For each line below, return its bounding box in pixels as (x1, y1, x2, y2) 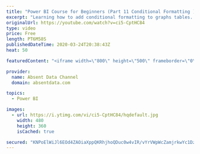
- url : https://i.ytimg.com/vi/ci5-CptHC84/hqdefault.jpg (11, 112, 159, 118)
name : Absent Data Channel (11, 74, 79, 80)
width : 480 (17, 117, 44, 123)
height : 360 (17, 123, 46, 129)
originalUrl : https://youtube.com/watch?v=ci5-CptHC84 (6, 20, 145, 25)
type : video (6, 25, 36, 31)
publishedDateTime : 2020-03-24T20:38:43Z (6, 42, 111, 48)
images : (6, 107, 26, 113)
